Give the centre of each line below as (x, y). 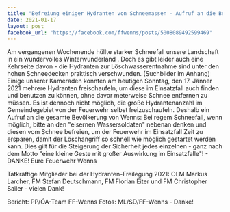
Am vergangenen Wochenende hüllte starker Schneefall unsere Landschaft (113, 52)
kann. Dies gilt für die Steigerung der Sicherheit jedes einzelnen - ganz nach (115, 146)
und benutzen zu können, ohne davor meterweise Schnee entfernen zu (107, 96)
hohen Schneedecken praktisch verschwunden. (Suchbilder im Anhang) (108, 74)
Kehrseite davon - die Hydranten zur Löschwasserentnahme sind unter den (113, 66)
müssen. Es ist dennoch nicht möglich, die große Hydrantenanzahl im (105, 103)
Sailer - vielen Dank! (36, 189)
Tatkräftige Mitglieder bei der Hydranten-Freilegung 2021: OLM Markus (107, 174)
